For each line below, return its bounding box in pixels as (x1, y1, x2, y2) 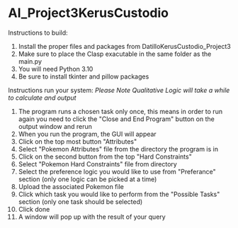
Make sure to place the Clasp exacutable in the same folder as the (18, 50, 212, 58)
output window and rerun (18, 122, 93, 130)
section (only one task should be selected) (18, 197, 143, 206)
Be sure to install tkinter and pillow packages (18, 72, 149, 81)
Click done (18, 205, 50, 213)
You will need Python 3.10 (18, 64, 93, 73)
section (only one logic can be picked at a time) (18, 175, 157, 183)
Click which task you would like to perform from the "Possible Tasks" (18, 190, 220, 198)
